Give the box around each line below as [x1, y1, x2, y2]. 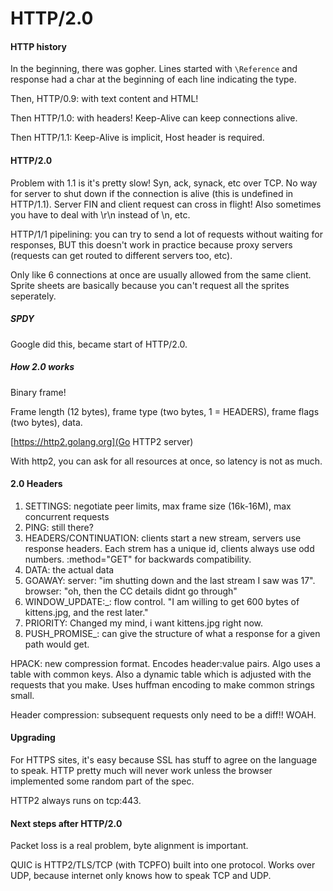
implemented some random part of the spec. [10, 775, 195, 787]
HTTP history [10, 40, 67, 52]
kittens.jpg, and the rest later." [24, 606, 149, 618]
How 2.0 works [10, 361, 75, 373]
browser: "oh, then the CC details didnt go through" [24, 585, 238, 597]
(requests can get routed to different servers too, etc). [10, 249, 233, 261]
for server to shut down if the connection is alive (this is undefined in [10, 187, 294, 199]
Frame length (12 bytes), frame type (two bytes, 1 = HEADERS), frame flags [10, 405, 320, 417]
